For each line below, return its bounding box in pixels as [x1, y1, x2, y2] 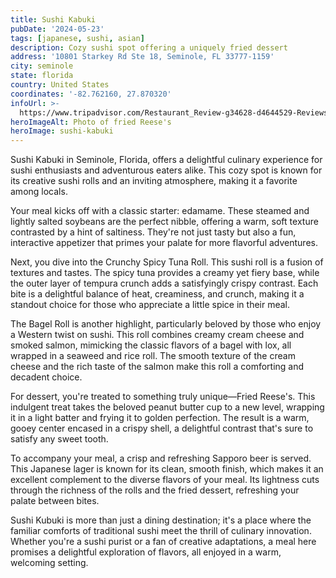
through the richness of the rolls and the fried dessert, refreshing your [10, 484, 300, 496]
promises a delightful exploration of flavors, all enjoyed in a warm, [10, 546, 282, 558]
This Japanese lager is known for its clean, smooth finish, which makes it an [10, 463, 324, 475]
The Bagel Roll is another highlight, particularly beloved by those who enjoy [10, 318, 322, 330]
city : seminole [10, 61, 74, 71]
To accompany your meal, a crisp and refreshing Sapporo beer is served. [10, 452, 312, 465]
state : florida [10, 71, 74, 81]
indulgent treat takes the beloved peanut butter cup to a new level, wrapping [10, 401, 325, 413]
